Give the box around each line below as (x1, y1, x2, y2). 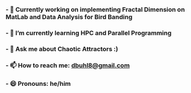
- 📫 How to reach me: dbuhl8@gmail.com (5, 61, 130, 69)
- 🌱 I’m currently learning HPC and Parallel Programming (5, 29, 172, 37)
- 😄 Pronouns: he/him (5, 79, 71, 88)
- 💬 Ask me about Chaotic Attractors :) (5, 45, 119, 53)
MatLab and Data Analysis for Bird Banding (5, 13, 133, 21)
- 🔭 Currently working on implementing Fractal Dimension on (5, 5, 186, 14)
